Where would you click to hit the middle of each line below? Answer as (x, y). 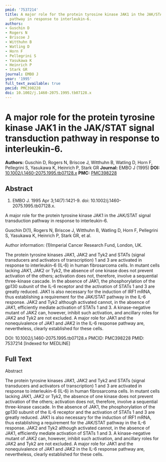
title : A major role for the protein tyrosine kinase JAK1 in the (75, 14)
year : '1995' (19, 79)
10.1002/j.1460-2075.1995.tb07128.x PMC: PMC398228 (61, 173)
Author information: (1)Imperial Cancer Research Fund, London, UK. (74, 245)
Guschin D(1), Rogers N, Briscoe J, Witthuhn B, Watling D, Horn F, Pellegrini (82, 231)
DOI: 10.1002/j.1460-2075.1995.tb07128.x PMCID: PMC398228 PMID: (75, 338)
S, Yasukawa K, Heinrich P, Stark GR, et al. (48, 235)
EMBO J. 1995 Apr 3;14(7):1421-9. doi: (51, 201)
